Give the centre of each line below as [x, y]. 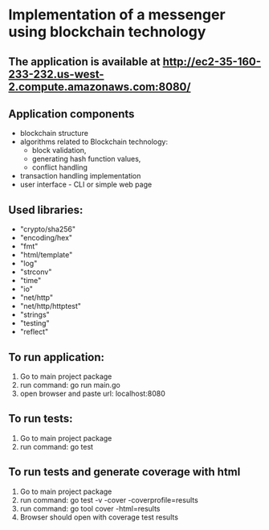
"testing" [35, 323]
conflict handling [60, 167]
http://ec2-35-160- [212, 62]
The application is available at [84, 62]
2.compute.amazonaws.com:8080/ [100, 86]
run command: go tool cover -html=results [90, 508]
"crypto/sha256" [48, 229]
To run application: [57, 357]
